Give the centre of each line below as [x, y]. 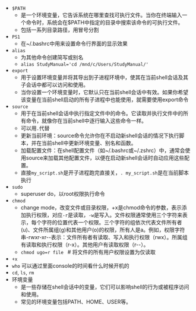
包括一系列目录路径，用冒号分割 [60, 30]
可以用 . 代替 [35, 128]
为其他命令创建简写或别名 [52, 57]
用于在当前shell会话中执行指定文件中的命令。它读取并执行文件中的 [102, 113]
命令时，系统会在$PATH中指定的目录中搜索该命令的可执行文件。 [105, 22]
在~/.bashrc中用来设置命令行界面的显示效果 [74, 44]
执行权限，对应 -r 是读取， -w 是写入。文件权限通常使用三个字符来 [104, 215]
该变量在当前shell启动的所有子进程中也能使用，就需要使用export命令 [105, 99]
